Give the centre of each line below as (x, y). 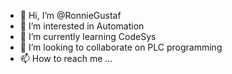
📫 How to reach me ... (66, 58)
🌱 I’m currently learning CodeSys (88, 36)
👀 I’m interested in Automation (82, 26)
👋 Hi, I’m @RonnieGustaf (70, 15)
